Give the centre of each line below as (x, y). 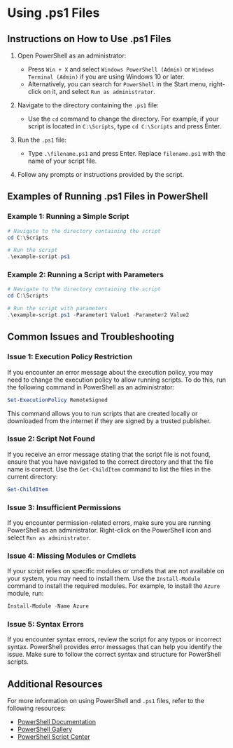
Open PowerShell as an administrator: (72, 55)
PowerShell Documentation (57, 722)
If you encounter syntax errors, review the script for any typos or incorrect (114, 639)
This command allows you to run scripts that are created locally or (103, 413)
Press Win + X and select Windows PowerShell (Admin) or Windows (121, 69)
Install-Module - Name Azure (48, 606)
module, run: (26, 594)
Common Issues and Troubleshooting (91, 337)
